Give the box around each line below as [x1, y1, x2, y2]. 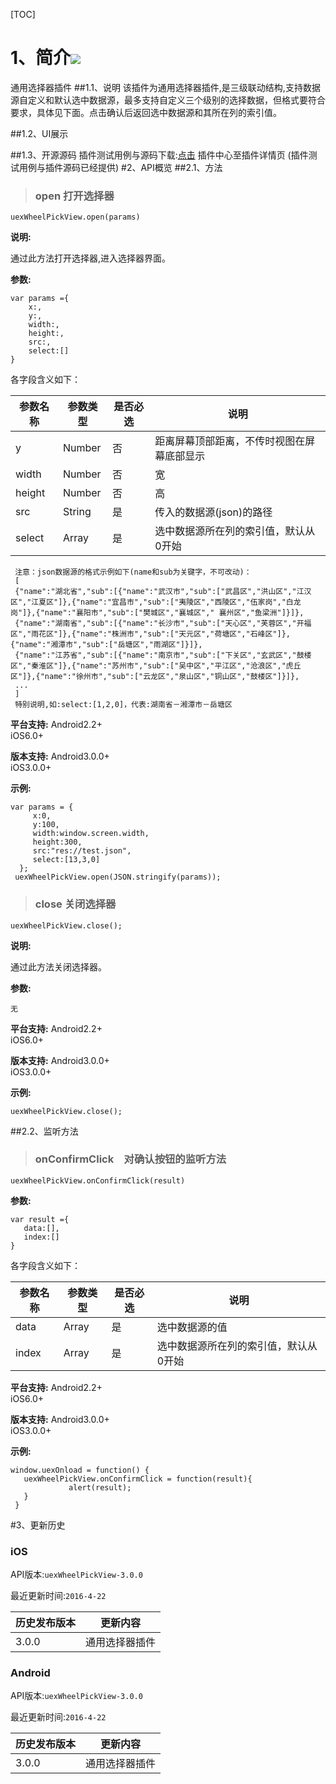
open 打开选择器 [34, 189, 115, 203]
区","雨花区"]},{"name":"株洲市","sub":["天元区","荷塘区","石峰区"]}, [10, 629, 291, 639]
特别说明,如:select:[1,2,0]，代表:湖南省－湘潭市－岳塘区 [14, 700, 233, 710]
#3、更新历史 [10, 1519, 66, 1531]
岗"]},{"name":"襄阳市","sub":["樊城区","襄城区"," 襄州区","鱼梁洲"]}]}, [10, 608, 305, 618]
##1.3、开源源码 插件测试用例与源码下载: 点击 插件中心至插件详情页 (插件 [10, 149, 309, 161]
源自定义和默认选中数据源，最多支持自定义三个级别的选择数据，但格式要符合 [10, 94, 326, 106]
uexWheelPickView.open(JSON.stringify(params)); [14, 872, 222, 883]
